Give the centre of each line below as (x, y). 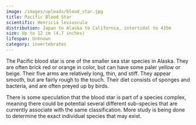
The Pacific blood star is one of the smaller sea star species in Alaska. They (97, 61)
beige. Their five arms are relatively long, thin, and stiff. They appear (89, 73)
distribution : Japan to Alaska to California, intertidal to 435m (89, 28)
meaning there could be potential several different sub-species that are (92, 103)
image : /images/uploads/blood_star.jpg (55, 11)
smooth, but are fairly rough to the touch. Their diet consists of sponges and (98, 79)
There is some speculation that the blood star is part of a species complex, (96, 97)
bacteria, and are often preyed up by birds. (58, 86)
